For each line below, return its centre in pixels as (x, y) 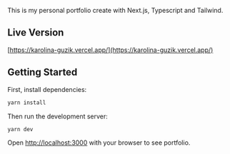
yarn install (27, 103)
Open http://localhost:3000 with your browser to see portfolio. (99, 143)
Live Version (36, 32)
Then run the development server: (58, 116)
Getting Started (42, 72)
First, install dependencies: (47, 89)
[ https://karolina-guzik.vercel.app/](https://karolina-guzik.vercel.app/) (110, 50)
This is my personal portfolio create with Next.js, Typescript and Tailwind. (115, 10)
